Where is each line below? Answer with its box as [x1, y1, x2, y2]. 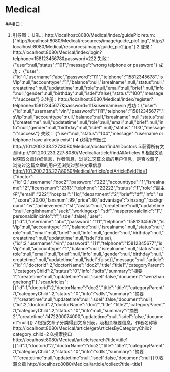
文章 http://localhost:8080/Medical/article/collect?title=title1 [17, 361, 142, 367]
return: [141, 32, 156, 38]
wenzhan [145, 273, 164, 279]
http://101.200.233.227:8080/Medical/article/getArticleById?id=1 [12, 168, 147, 174]
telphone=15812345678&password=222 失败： [12, 55, 112, 62]
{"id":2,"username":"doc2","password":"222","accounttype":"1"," [12, 179, 148, 185]
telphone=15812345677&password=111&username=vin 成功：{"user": [12, 102, 157, 108]
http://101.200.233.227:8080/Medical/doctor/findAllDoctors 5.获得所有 [12, 143, 160, 149]
